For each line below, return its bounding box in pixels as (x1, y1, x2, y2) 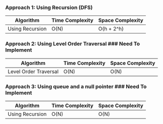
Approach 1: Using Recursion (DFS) (5, 4, 93, 11)
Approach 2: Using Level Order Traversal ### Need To (5, 40, 140, 47)
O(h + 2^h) (98, 25, 124, 32)
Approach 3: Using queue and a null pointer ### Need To (5, 83, 147, 90)
